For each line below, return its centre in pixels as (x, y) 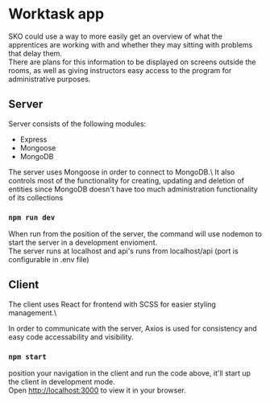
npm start (27, 356)
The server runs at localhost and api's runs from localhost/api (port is (124, 251)
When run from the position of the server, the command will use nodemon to (135, 234)
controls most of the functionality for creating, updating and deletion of (126, 180)
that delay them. (35, 53)
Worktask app (56, 14)
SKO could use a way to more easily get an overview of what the (116, 36)
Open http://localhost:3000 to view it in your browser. (98, 390)
